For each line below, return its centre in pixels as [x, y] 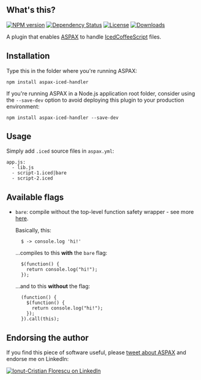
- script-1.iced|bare [39, 173]
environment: [23, 106]
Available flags [35, 197]
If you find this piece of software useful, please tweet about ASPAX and [96, 352]
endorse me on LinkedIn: [38, 359]
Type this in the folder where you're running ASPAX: [72, 70]
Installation [28, 56]
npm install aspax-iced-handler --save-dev [63, 118]
